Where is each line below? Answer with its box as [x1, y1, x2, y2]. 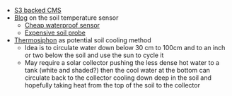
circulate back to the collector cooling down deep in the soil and [24, 73, 212, 82]
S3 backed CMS [13, 6, 62, 14]
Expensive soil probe [24, 28, 86, 37]
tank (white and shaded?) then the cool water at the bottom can [24, 66, 211, 74]
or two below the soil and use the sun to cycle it [24, 51, 164, 59]
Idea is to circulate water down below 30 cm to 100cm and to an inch [24, 44, 226, 52]
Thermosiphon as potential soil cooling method [13, 36, 151, 44]
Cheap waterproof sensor [24, 21, 100, 29]
